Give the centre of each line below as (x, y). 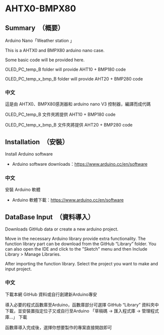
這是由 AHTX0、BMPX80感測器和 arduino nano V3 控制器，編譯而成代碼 (78, 104)
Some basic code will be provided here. (45, 60)
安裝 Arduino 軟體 (23, 190)
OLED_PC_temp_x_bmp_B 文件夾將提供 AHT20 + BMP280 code (69, 125)
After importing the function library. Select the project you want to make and (82, 264)
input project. (19, 269)
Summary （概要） (35, 28)
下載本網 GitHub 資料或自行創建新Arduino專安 (51, 294)
